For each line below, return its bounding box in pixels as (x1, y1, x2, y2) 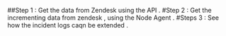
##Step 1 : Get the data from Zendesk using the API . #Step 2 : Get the (7, 6, 212, 14)
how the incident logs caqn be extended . (7, 21, 129, 29)
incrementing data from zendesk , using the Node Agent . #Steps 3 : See (7, 13, 220, 22)
